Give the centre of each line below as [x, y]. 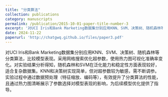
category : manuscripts [29, 19]
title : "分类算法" [23, 10]
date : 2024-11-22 [23, 33]
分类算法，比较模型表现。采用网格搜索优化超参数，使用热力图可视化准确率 [82, 58]
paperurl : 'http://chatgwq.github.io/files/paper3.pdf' [64, 38]
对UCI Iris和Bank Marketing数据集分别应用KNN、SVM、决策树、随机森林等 [82, 52]
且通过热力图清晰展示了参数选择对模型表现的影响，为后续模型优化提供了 [79, 83]
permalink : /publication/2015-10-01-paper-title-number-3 [67, 24]
